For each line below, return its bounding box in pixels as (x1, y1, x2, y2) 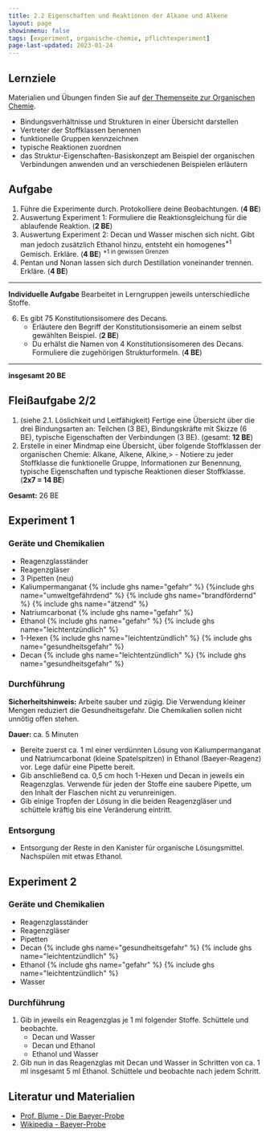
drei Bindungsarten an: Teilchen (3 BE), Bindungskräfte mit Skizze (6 (19, 423, 247, 434)
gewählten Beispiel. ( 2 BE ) (31, 331, 119, 340)
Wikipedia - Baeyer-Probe (19, 1119, 106, 1129)
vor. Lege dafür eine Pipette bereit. (19, 762, 136, 772)
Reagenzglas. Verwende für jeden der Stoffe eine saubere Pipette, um (19, 779, 252, 789)
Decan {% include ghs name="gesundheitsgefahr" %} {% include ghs (19, 943, 252, 952)
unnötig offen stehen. (8, 714, 80, 723)
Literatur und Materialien (8, 1090, 135, 1103)
